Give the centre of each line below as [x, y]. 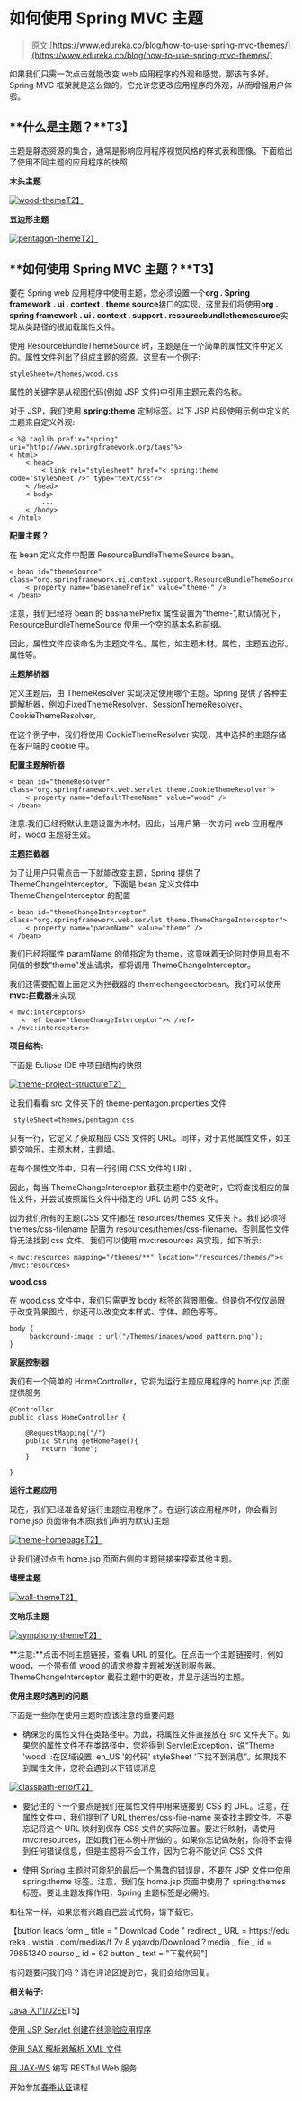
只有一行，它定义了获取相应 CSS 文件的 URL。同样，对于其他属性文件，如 [147, 1137]
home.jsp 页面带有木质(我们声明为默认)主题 [89, 1520]
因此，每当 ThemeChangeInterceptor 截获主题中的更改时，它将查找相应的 [146, 1187]
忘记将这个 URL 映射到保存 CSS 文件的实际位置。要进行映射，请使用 [149, 1828]
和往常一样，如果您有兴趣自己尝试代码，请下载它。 [104, 1911]
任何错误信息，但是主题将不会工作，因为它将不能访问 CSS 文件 [147, 1851]
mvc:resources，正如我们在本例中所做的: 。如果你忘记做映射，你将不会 [153, 1839]
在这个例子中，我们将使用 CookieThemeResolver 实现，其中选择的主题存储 [148, 734]
